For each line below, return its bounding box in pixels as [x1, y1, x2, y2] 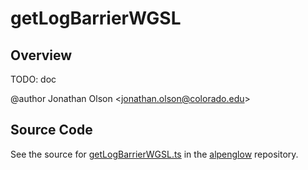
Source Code [10, 122, 93, 139]
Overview [10, 47, 73, 64]
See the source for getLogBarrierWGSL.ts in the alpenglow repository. [10, 148, 299, 160]
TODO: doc [10, 73, 57, 85]
